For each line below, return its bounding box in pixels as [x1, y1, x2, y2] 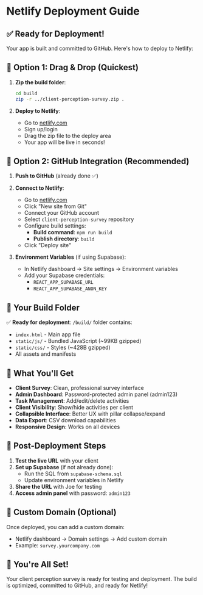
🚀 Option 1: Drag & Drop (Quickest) [6, 62, 139, 73]
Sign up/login [24, 125, 58, 132]
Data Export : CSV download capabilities [15, 417, 117, 424]
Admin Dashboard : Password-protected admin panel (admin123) [15, 391, 178, 398]
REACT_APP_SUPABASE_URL [33, 279, 94, 286]
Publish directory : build [33, 235, 95, 242]
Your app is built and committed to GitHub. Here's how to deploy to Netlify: [6, 45, 193, 52]
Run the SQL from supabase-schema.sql [24, 470, 123, 477]
